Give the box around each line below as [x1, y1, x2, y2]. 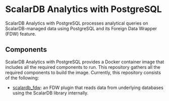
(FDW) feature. [5, 31, 36, 37]
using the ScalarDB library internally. [12, 89, 89, 96]
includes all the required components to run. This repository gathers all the [5, 64, 160, 70]
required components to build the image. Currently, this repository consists [5, 69, 161, 75]
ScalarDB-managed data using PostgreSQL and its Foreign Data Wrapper [5, 25, 157, 31]
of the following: [5, 74, 39, 81]
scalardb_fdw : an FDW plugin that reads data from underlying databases [12, 84, 164, 90]
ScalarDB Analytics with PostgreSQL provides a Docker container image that [5, 59, 164, 65]
